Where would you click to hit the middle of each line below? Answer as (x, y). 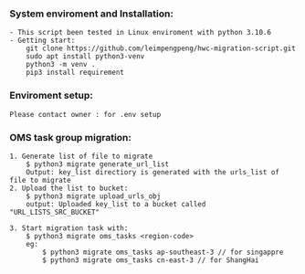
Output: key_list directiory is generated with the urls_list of (153, 172)
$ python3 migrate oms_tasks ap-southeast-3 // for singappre (163, 252)
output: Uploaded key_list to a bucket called (116, 204)
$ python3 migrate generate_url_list (98, 164)
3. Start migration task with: (69, 228)
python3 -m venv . (61, 65)
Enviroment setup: (51, 96)
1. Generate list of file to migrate (81, 156)
